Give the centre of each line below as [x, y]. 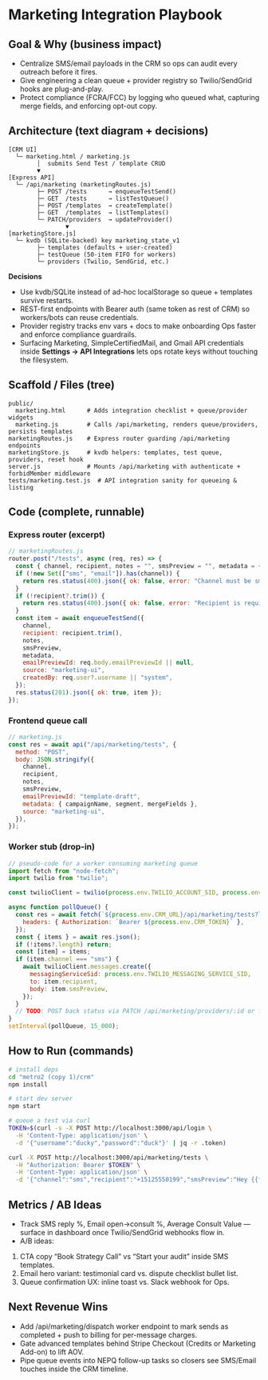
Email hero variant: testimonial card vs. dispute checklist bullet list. [129, 1274]
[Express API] [32, 178]
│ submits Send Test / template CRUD [101, 163]
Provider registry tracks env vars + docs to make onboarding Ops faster [138, 326]
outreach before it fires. [59, 72]
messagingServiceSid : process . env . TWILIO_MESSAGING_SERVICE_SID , [140, 974]
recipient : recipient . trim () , [73, 633]
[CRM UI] [23, 150]
